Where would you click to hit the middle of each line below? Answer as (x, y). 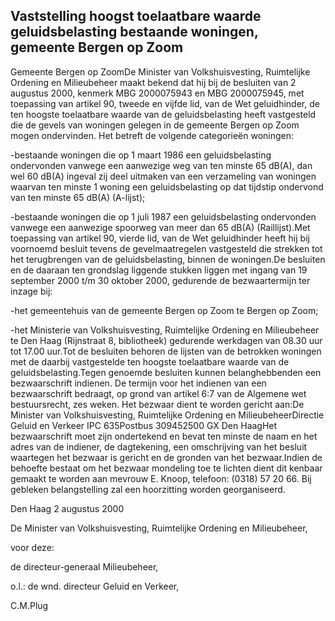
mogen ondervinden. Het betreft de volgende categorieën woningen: (152, 135)
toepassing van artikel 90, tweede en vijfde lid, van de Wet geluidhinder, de (165, 103)
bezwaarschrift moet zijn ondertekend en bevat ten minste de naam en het (164, 436)
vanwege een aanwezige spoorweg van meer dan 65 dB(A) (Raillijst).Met (160, 227)
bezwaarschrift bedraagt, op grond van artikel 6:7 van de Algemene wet (158, 393)
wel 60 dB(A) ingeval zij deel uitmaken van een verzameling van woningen (163, 176)
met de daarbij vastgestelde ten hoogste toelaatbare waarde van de (150, 361)
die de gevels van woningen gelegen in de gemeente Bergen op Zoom (155, 125)
